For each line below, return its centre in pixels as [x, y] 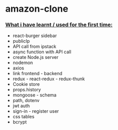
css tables [23, 117]
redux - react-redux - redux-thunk [49, 79]
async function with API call [42, 52]
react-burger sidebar [35, 36]
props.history [27, 90]
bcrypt [20, 122]
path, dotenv [26, 101]
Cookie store [26, 84]
